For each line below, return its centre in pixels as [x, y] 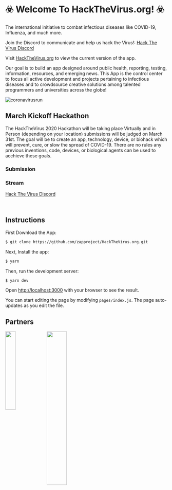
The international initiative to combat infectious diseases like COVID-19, [81, 27]
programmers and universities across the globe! [56, 89]
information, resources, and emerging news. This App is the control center [84, 73]
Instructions [25, 220]
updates [14, 305]
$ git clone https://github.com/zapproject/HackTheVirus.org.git [77, 242]
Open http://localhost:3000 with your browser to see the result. [72, 290]
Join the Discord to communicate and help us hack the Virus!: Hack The [81, 42]
